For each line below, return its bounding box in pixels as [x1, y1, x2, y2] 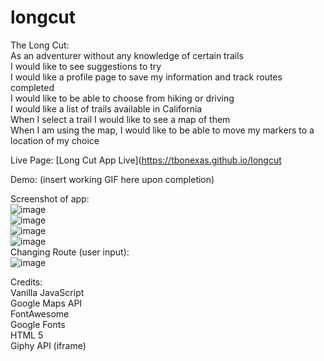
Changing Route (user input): [10, 246, 130, 258]
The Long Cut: [10, 39, 70, 51]
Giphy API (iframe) [10, 339, 87, 351]
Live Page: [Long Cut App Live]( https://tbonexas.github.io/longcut [10, 154, 282, 166]
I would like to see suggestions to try [10, 60, 162, 72]
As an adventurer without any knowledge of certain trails [10, 49, 245, 61]
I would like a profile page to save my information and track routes [10, 71, 283, 83]
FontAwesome [10, 307, 70, 320]
